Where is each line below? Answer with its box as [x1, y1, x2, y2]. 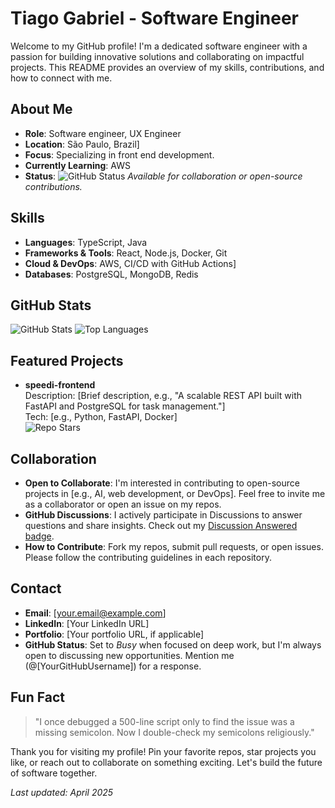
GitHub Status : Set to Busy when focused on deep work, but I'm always [24, 638, 322, 651]
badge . [24, 530, 55, 542]
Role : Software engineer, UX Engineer [24, 127, 182, 139]
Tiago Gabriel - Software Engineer [10, 7, 299, 30]
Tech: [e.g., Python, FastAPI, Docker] [24, 411, 178, 423]
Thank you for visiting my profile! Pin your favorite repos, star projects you [10, 745, 317, 757]
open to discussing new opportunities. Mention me [24, 649, 235, 661]
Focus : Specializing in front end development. [24, 148, 215, 161]
